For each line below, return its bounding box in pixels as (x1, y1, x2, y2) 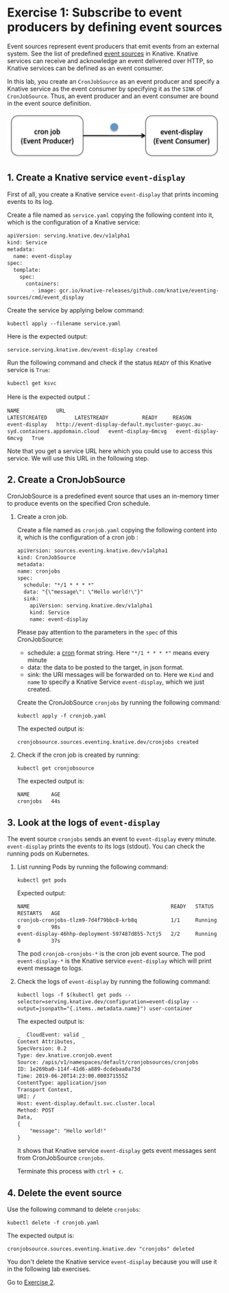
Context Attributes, (16, 1038, 76, 1045)
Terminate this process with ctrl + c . (16, 1167, 124, 1176)
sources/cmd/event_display (7, 294, 84, 301)
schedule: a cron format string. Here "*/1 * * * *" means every (27, 649, 210, 657)
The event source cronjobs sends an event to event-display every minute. (7, 835, 217, 843)
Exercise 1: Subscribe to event (7, 5, 182, 21)
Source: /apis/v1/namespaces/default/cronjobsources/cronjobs (16, 1059, 199, 1066)
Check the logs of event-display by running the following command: (16, 977, 211, 986)
